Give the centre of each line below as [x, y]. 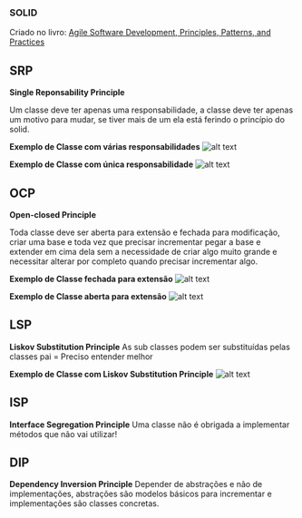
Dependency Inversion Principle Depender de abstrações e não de [136, 484]
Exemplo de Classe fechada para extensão [92, 279]
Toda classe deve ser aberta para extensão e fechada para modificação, [145, 232]
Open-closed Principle [53, 214]
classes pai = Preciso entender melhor [81, 357]
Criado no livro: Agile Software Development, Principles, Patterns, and [140, 33]
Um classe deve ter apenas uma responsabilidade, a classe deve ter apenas [151, 110]
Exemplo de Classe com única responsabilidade [101, 164]
